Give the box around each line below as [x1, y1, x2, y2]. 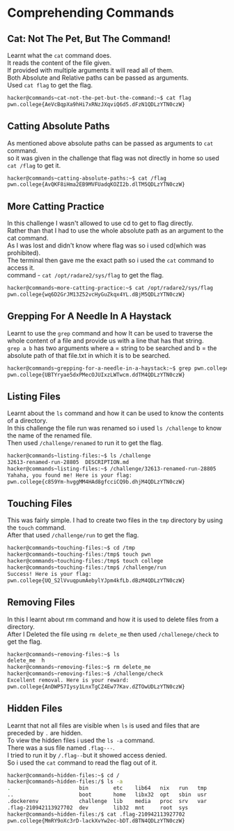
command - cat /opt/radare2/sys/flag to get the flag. [7, 271, 164, 280]
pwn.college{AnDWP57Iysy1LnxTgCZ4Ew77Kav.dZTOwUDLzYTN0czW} [7, 683, 186, 690]
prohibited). [7, 249, 40, 257]
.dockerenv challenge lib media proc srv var [7, 798, 208, 805]
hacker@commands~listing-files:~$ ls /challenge [7, 452, 151, 459]
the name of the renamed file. [7, 431, 93, 440]
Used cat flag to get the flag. [7, 81, 93, 89]
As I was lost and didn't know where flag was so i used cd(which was [7, 241, 207, 250]
